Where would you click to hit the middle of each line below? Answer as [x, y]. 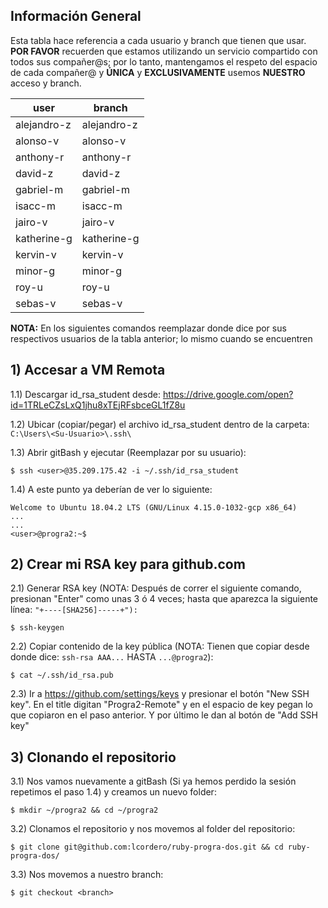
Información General [76, 16]
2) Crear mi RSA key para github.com [128, 564]
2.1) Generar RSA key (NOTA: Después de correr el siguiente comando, [156, 588]
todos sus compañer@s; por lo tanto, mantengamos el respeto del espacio [164, 61]
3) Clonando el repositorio [93, 757]
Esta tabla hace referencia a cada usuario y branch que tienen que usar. [158, 40]
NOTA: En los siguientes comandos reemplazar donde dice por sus [148, 328]
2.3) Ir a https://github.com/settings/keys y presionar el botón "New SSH [160, 694]
